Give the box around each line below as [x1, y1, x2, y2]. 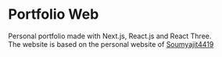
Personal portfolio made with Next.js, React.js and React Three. [8, 31, 212, 41]
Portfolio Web [8, 5, 99, 23]
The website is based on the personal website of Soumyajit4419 [8, 39, 214, 48]
